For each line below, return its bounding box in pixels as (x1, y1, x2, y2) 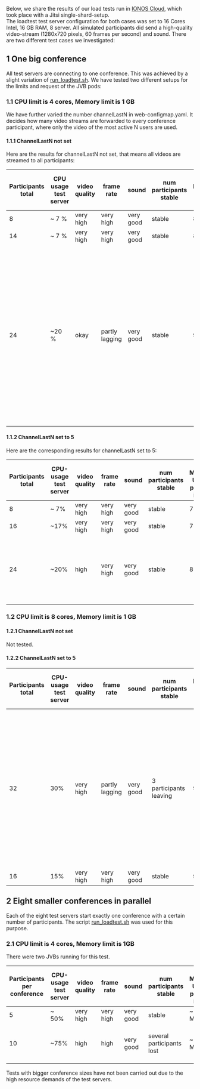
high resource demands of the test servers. (6, 1075, 112, 1082)
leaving (151, 791, 173, 800)
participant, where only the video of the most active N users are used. (6, 124, 177, 131)
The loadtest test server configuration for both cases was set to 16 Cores (6, 18, 186, 24)
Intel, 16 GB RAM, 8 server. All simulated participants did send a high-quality (6, 24, 193, 31)
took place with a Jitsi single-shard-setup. (6, 11, 110, 18)
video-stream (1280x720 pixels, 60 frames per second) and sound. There (6, 30, 186, 38)
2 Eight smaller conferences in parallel (6, 896, 152, 906)
